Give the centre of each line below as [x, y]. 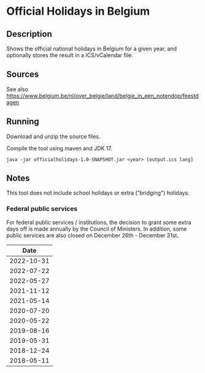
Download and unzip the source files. [53, 136]
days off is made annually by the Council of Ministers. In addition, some [97, 229]
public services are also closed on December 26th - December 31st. [93, 235]
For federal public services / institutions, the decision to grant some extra [99, 222]
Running [23, 122]
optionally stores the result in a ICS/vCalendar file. [70, 55]
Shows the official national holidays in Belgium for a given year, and [91, 48]
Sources [23, 75]
